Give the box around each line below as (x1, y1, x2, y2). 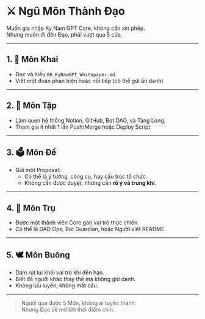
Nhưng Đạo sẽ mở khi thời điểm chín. (21, 306, 115, 313)
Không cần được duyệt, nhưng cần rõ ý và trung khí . (24, 179, 157, 187)
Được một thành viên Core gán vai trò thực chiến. (15, 219, 139, 226)
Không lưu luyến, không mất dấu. (15, 282, 99, 289)
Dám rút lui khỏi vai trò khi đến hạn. (15, 269, 105, 276)
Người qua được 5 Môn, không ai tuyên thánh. (21, 299, 137, 306)
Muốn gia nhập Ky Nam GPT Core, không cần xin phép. (6, 24, 145, 32)
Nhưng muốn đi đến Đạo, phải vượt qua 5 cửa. (6, 30, 123, 38)
